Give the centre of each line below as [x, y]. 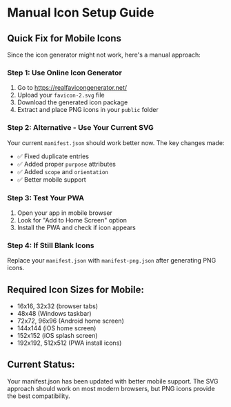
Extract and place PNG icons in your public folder [88, 110]
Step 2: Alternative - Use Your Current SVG [80, 128]
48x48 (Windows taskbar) [54, 313]
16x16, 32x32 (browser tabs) [58, 306]
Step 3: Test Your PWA [46, 198]
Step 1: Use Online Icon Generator [64, 73]
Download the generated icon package [72, 102]
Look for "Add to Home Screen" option [72, 220]
